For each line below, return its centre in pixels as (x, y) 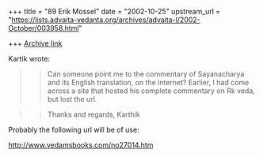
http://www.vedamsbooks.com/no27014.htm (81, 145)
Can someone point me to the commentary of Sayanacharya (146, 74)
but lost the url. (72, 99)
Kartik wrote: (29, 59)
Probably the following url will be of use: (74, 130)
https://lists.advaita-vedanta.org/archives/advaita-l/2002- (106, 20)
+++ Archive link (35, 43)
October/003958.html (44, 28)
